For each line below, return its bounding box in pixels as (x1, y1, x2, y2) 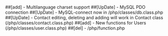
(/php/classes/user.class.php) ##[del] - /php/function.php (5, 25, 125, 31)
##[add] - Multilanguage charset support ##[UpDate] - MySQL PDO (5, 4, 146, 10)
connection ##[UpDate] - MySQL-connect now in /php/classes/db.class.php (5, 9, 163, 15)
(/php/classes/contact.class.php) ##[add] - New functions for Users (5, 20, 146, 26)
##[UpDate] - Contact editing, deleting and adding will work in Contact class (5, 15, 163, 20)
